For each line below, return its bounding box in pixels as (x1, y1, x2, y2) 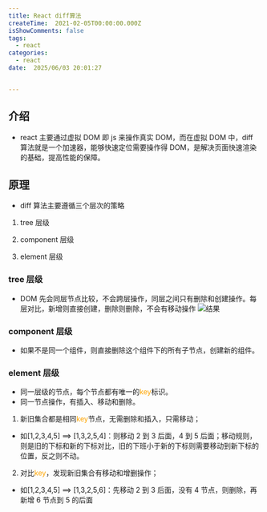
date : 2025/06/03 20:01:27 (8, 64, 103, 72)
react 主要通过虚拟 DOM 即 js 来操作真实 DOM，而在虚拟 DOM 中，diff (19, 132, 253, 142)
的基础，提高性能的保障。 (19, 152, 105, 162)
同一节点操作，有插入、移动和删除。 (19, 397, 140, 407)
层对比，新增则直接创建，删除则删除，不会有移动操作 (19, 304, 196, 313)
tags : (8, 34, 26, 42)
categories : (8, 49, 48, 57)
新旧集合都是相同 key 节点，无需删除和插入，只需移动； (19, 414, 200, 424)
